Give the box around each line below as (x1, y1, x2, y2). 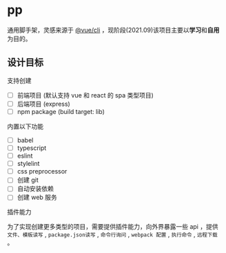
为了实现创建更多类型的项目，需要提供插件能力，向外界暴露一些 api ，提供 (7, 223, 218, 231)
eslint (17, 151, 33, 160)
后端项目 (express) (17, 100, 70, 108)
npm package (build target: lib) (17, 107, 105, 115)
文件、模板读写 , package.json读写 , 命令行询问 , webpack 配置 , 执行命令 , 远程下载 (7, 230, 218, 238)
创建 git (17, 176, 39, 185)
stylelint (17, 160, 40, 168)
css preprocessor (17, 167, 68, 176)
